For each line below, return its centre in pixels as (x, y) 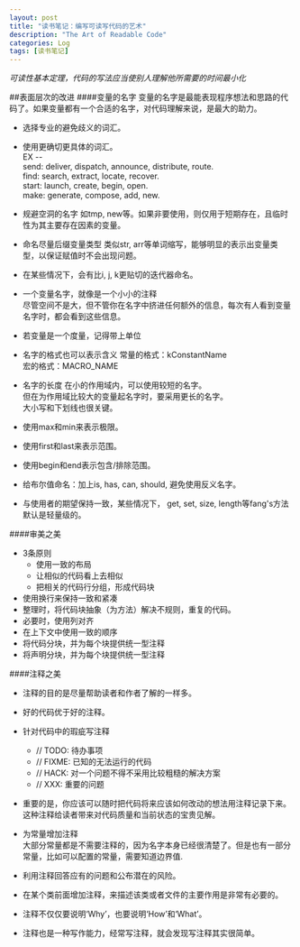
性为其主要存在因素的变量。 (74, 225)
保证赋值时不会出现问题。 (94, 256)
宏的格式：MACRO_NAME (70, 366)
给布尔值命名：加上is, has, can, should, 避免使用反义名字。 (132, 484)
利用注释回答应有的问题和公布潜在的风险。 (101, 876)
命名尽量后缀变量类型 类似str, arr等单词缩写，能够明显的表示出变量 (146, 244)
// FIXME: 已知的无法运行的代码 (94, 762)
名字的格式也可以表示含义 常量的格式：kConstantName (124, 355)
